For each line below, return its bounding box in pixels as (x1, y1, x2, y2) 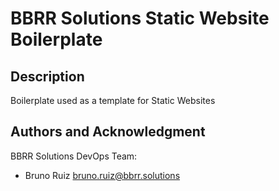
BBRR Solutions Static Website (10, 7, 270, 30)
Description (10, 68, 85, 85)
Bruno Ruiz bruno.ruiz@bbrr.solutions (24, 169, 181, 181)
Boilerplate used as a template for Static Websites (10, 95, 216, 106)
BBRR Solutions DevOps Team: (10, 150, 138, 162)
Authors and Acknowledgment (10, 123, 206, 141)
